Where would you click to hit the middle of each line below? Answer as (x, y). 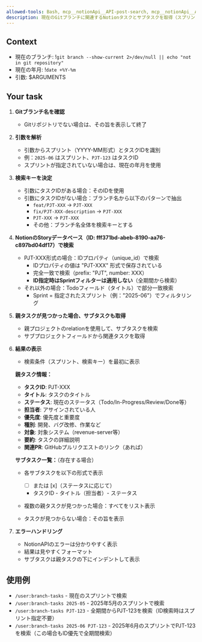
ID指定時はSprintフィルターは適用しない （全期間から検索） (106, 281)
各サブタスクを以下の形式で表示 (63, 473)
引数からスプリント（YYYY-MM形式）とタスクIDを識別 (92, 150)
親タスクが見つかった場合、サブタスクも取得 (70, 316)
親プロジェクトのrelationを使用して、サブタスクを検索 (91, 329)
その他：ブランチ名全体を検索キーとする (83, 225)
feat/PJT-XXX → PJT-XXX (63, 205)
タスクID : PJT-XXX (47, 387)
